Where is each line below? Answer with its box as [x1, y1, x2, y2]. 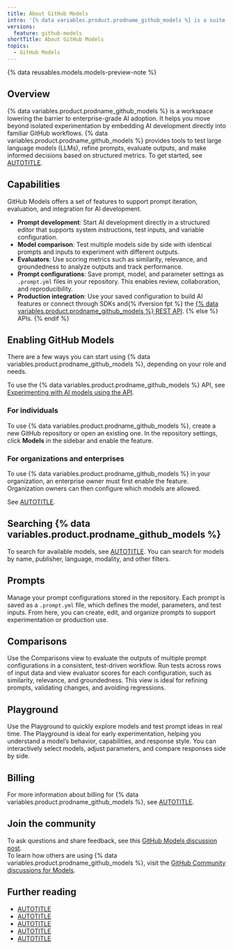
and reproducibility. [17, 285, 73, 293]
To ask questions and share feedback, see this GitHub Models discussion [7, 836, 218, 845]
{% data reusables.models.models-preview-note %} [7, 67, 157, 77]
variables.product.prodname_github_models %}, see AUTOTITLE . [7, 797, 195, 806]
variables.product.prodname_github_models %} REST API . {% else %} [17, 307, 219, 315]
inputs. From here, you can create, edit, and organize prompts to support [7, 608, 216, 616]
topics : [7, 42, 30, 49]
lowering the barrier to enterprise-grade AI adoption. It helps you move [7, 114, 211, 122]
